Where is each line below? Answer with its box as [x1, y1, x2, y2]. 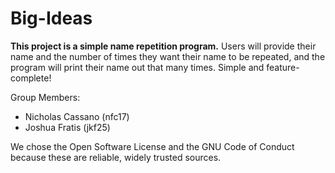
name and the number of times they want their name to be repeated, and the [10, 50, 326, 62]
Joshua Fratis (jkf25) [24, 121, 111, 133]
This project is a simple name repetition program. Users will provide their [10, 40, 317, 52]
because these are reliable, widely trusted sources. [10, 151, 222, 163]
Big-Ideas [10, 7, 93, 30]
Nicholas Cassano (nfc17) [24, 110, 130, 122]
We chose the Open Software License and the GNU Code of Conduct [10, 140, 295, 152]
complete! [10, 72, 52, 84]
